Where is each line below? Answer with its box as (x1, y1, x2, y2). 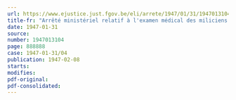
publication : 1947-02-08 (7, 56, 80, 63)
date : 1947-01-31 (7, 23, 58, 30)
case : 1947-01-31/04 (7, 50, 68, 57)
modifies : (7, 69, 37, 76)
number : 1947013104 (7, 37, 65, 44)
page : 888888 (7, 43, 46, 50)
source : (7, 30, 30, 37)
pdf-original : (7, 75, 49, 83)
